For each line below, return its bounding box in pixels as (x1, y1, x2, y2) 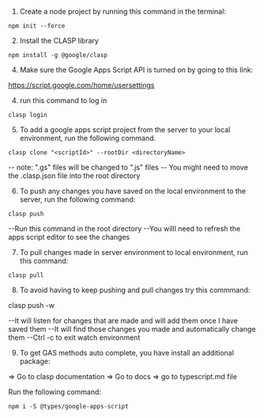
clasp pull (8, 272, 44, 279)
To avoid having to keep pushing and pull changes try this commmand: (19, 285, 251, 294)
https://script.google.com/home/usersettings (8, 81, 155, 89)
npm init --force (8, 22, 66, 30)
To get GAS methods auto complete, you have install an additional (19, 348, 235, 357)
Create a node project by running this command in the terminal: (19, 7, 227, 16)
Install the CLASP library (19, 36, 99, 45)
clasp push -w (8, 301, 55, 310)
